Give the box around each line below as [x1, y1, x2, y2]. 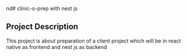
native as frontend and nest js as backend [6, 43, 107, 50]
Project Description [6, 22, 79, 32]
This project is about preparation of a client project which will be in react [6, 37, 181, 44]
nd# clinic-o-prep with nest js [6, 5, 78, 12]
